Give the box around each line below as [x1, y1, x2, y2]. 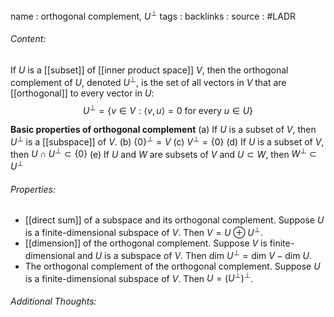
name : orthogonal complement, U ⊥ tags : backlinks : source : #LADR [10, 9, 296, 22]
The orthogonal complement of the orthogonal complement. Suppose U [24, 260, 321, 272]
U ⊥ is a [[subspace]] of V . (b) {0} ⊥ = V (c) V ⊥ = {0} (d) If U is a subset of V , [10, 134, 325, 148]
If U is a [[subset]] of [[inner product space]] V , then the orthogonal [10, 64, 289, 76]
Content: [10, 33, 47, 45]
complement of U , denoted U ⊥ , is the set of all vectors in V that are [10, 74, 287, 88]
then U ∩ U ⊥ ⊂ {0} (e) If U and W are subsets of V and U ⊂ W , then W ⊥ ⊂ [10, 146, 317, 160]
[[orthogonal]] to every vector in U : [10, 87, 155, 99]
